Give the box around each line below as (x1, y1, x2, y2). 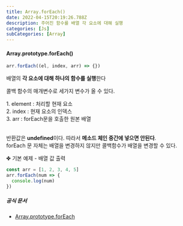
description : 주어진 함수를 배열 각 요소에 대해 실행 (6, 20, 124, 26)
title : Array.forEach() (6, 8, 66, 15)
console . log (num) (11, 178, 55, 184)
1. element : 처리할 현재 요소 (6, 100, 73, 108)
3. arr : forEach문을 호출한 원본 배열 (6, 115, 91, 123)
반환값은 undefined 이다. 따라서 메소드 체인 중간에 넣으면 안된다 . (6, 135, 157, 142)
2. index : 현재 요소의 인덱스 (6, 108, 73, 115)
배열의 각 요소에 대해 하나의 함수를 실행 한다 (6, 75, 106, 82)
